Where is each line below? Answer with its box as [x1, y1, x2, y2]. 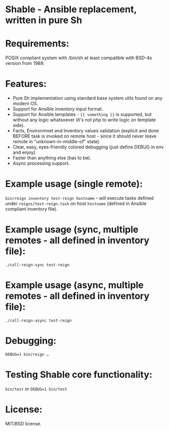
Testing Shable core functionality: [5, 369, 153, 380]
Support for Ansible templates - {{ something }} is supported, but [12, 111, 152, 118]
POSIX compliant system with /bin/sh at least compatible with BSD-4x [5, 55, 152, 61]
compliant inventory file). [5, 206, 58, 212]
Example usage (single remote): [5, 178, 143, 190]
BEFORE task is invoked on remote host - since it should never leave [12, 133, 157, 139]
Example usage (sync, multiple [5, 224, 139, 236]
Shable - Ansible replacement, [5, 4, 137, 15]
